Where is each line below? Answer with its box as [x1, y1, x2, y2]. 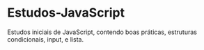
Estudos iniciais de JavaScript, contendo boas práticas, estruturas [7, 28, 197, 36]
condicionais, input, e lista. [7, 35, 84, 43]
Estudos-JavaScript [7, 5, 125, 21]
